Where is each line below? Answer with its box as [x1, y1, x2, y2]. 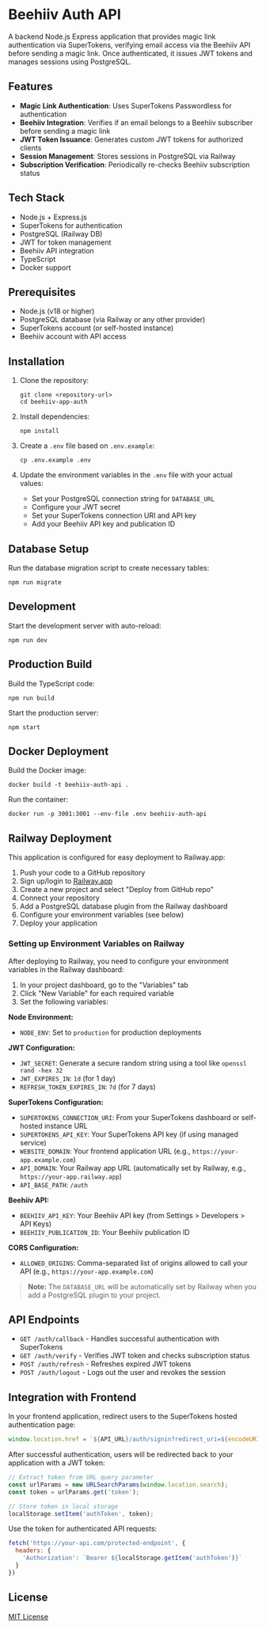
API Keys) [19, 1219, 52, 1228]
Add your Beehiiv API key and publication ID [31, 519, 176, 529]
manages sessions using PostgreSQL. [8, 57, 132, 66]
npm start [8, 723, 41, 731]
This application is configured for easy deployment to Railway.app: [8, 852, 226, 862]
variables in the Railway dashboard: [8, 964, 124, 974]
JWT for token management [19, 237, 112, 247]
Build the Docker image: [8, 765, 87, 775]
